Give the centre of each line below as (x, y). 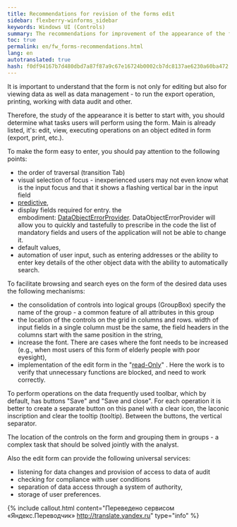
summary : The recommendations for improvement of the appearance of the (116, 34)
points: (17, 159)
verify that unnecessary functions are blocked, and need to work (112, 372)
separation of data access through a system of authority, (100, 487)
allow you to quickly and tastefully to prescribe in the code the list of (117, 225)
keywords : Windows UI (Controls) (56, 27)
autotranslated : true (39, 60)
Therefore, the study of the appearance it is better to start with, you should (116, 115)
